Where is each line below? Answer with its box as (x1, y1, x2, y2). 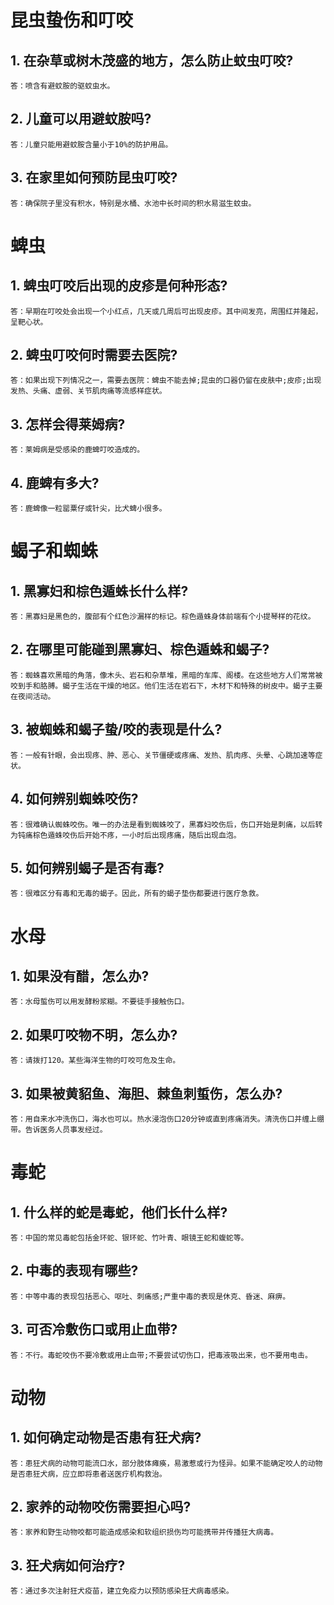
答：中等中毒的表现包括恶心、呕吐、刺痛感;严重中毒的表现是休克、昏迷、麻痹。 (10, 1291, 291, 1301)
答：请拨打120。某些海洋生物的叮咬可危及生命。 (10, 1056, 181, 1066)
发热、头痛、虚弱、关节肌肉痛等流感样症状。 (10, 386, 167, 396)
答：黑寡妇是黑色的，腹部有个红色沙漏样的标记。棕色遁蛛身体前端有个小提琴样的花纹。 (10, 612, 316, 622)
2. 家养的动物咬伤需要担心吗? (10, 1498, 192, 1515)
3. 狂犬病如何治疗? (10, 1557, 126, 1574)
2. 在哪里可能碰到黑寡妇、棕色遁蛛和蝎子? (10, 641, 270, 658)
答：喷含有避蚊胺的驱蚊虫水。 (10, 81, 115, 91)
